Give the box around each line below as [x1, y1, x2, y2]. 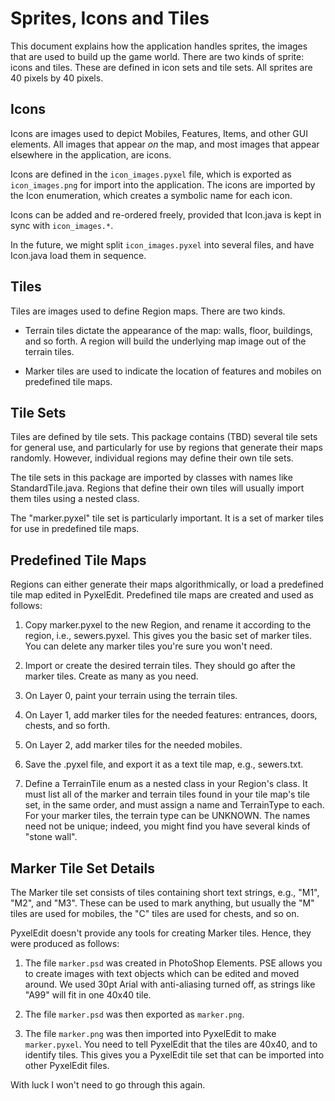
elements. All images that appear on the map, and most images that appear [10, 138, 320, 150]
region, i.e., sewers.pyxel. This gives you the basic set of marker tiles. [24, 630, 313, 642]
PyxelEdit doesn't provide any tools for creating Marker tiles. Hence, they [10, 927, 312, 939]
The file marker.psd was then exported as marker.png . [24, 1008, 245, 1020]
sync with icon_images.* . [10, 219, 114, 231]
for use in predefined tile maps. [10, 523, 140, 535]
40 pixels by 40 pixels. [10, 72, 104, 84]
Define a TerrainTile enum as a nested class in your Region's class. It [24, 778, 308, 790]
